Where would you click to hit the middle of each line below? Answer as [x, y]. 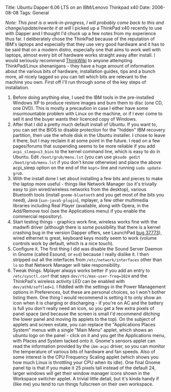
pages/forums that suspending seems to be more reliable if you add [84, 146]
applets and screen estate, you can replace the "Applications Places [84, 325]
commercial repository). [38, 216]
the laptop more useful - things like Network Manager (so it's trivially [84, 184]
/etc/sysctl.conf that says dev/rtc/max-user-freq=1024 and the [80, 276]
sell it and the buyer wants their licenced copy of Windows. [75, 119]
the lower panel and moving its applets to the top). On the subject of [84, 319]
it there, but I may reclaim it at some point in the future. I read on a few [86, 141]
